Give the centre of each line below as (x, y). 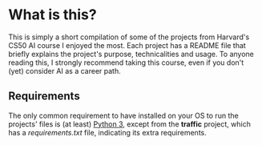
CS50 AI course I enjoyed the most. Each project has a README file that (127, 45)
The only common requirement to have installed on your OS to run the (123, 115)
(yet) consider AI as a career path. (65, 70)
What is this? (53, 15)
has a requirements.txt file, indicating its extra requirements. (107, 132)
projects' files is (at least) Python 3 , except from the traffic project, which (129, 124)
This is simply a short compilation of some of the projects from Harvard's (129, 37)
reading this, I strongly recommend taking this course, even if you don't (126, 62)
